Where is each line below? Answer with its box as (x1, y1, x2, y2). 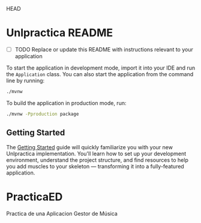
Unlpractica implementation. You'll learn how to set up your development (6, 150, 187, 157)
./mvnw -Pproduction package (6, 111, 79, 117)
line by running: (6, 77, 45, 84)
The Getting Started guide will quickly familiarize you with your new (6, 143, 173, 150)
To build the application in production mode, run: (6, 99, 127, 107)
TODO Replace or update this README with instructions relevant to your (14, 46, 193, 53)
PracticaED (6, 190, 63, 203)
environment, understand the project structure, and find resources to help (6, 156, 189, 164)
